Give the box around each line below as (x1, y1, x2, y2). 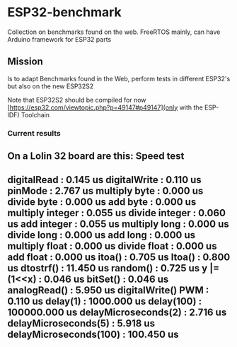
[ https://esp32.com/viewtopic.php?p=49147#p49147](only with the (7, 103, 203, 112)
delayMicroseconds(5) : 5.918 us (7, 317, 156, 329)
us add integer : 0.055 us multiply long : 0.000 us (7, 218, 229, 230)
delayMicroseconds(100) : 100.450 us (7, 329, 179, 341)
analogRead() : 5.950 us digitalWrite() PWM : (7, 284, 209, 297)
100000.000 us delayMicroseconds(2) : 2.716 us (7, 307, 227, 319)
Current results (7, 128, 62, 138)
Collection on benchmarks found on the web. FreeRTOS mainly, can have (7, 28, 221, 36)
